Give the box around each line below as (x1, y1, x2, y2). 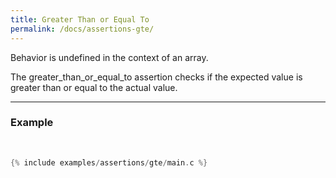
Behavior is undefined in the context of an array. (10, 51, 209, 63)
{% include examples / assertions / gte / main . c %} (10, 157, 208, 168)
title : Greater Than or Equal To (10, 14, 150, 25)
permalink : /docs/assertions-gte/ (10, 24, 155, 34)
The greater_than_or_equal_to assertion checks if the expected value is (10, 71, 303, 83)
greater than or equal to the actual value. (10, 81, 178, 93)
